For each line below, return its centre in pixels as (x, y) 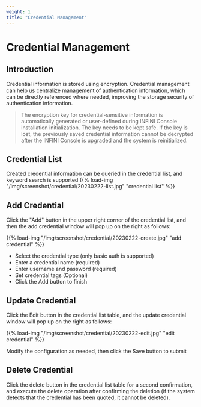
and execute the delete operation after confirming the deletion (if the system (100, 391)
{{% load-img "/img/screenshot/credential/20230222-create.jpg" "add (94, 238)
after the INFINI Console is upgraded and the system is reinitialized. (104, 140)
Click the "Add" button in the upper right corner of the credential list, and (96, 220)
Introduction (30, 70)
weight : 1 (19, 12)
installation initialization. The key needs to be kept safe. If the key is (104, 128)
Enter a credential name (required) (57, 263)
